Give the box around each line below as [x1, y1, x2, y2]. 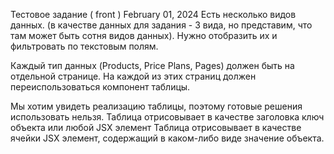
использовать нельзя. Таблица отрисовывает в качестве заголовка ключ [10, 111, 325, 123]
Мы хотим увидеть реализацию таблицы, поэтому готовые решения [10, 100, 303, 112]
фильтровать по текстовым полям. [10, 40, 159, 52]
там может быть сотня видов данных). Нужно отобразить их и [10, 30, 278, 41]
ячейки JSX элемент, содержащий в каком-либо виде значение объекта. [10, 132, 325, 144]
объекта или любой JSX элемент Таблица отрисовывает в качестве [10, 122, 302, 133]
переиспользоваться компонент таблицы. [10, 81, 191, 93]
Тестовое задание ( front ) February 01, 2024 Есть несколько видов [10, 9, 297, 20]
